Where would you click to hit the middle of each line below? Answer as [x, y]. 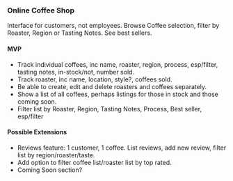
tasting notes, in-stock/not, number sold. [75, 72]
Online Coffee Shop [41, 10]
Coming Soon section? [50, 170]
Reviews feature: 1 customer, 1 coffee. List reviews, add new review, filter [122, 148]
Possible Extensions [37, 132]
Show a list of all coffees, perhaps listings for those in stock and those [118, 94]
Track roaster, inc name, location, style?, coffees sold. [95, 79]
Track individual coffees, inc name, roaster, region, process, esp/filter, [118, 64]
